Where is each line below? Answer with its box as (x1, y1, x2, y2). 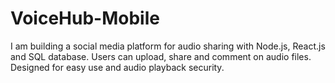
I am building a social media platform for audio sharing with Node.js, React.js (10, 40, 326, 52)
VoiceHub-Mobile (10, 7, 160, 30)
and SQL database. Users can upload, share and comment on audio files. (10, 50, 312, 62)
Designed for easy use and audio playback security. (10, 61, 225, 73)
